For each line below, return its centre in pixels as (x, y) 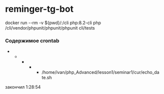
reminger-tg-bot (39, 9)
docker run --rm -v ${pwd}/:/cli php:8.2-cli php (53, 23)
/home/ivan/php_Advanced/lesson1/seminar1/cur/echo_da (100, 72)
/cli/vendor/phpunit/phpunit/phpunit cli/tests (50, 28)
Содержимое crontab (32, 40)
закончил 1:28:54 (23, 87)
